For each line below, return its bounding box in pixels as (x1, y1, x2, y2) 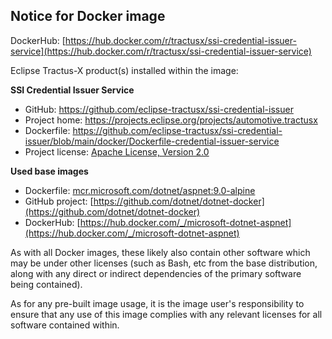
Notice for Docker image (10, 8, 166, 25)
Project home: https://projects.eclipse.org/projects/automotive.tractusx (24, 114, 318, 126)
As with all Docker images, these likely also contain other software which (10, 246, 311, 258)
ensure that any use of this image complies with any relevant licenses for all (10, 308, 323, 320)
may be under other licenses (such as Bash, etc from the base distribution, (10, 257, 318, 269)
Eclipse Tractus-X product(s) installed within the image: (10, 64, 239, 76)
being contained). (10, 278, 83, 290)
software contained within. (10, 319, 120, 331)
